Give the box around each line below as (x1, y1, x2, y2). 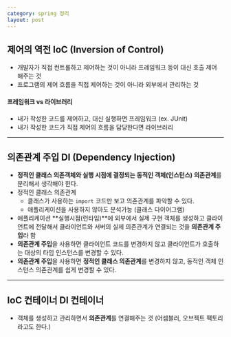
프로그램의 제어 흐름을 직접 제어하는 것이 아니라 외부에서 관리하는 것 (16, 81, 199, 89)
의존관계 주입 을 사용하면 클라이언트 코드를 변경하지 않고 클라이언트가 (16, 240, 201, 248)
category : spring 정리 (7, 10, 69, 17)
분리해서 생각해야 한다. (16, 180, 78, 188)
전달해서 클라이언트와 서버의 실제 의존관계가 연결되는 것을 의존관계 (35, 223, 214, 231)
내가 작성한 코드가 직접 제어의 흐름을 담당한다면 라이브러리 (16, 123, 174, 131)
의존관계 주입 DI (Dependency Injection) (7, 151, 176, 163)
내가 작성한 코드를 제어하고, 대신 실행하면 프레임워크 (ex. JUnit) (16, 114, 188, 123)
